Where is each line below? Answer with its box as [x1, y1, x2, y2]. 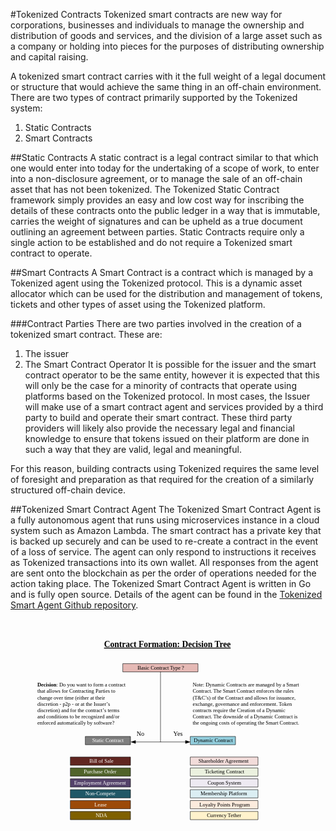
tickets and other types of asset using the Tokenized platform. [10, 299, 266, 310]
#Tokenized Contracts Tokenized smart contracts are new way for [10, 9, 283, 20]
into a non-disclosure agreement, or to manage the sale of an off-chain [10, 173, 303, 184]
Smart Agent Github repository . [10, 599, 139, 611]
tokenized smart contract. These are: [10, 329, 163, 340]
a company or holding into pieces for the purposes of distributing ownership [10, 40, 325, 52]
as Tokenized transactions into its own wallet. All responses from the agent [10, 557, 319, 568]
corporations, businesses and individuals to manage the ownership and [10, 19, 305, 31]
